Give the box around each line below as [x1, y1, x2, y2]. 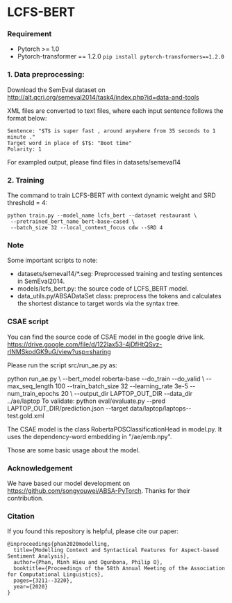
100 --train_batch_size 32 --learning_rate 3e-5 [55, 381, 189, 390]
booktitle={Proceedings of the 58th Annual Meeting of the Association [13, 565, 226, 572]
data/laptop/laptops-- [129, 404, 192, 412]
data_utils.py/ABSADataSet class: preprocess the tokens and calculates [17, 292, 222, 300]
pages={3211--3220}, [13, 577, 73, 584]
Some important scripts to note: [7, 256, 98, 265]
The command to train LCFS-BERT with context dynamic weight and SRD [7, 191, 217, 199]
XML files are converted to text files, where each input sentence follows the [7, 106, 224, 115]
